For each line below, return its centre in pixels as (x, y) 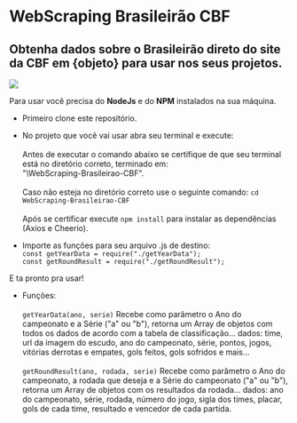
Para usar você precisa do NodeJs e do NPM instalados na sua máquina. (143, 101)
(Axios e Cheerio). (55, 228)
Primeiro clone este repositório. (79, 118)
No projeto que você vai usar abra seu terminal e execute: (128, 136)
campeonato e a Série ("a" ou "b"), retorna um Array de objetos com (147, 323)
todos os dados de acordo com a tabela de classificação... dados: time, (152, 333)
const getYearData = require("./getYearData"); (111, 254)
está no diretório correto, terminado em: (95, 164)
